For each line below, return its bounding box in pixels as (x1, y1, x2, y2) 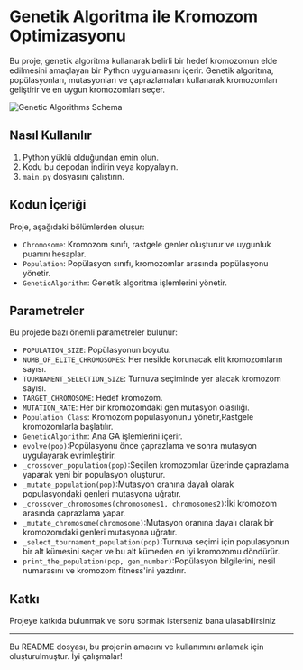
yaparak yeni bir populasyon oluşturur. (22, 470, 166, 480)
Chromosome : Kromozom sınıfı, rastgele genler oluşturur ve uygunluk (22, 238, 271, 249)
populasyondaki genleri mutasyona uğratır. (22, 489, 182, 499)
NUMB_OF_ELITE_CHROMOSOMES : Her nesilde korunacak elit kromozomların (22, 354, 283, 365)
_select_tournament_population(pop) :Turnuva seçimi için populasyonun (22, 536, 289, 547)
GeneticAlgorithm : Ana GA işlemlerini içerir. (22, 431, 183, 442)
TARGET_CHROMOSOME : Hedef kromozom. (22, 393, 163, 404)
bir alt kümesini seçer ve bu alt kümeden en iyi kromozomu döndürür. (22, 546, 280, 557)
